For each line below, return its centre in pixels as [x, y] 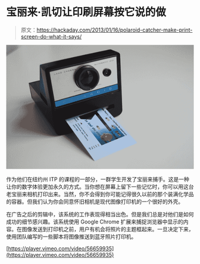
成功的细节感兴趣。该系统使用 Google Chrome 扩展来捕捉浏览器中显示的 [95, 222]
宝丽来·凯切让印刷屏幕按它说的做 [86, 12]
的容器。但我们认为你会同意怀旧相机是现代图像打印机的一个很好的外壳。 [95, 201]
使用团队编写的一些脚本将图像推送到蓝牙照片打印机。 [71, 237]
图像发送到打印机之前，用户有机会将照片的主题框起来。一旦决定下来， [108, 229]
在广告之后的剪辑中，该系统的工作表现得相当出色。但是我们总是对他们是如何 [100, 214]
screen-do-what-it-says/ [51, 36]
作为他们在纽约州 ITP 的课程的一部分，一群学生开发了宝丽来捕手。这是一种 [98, 179]
